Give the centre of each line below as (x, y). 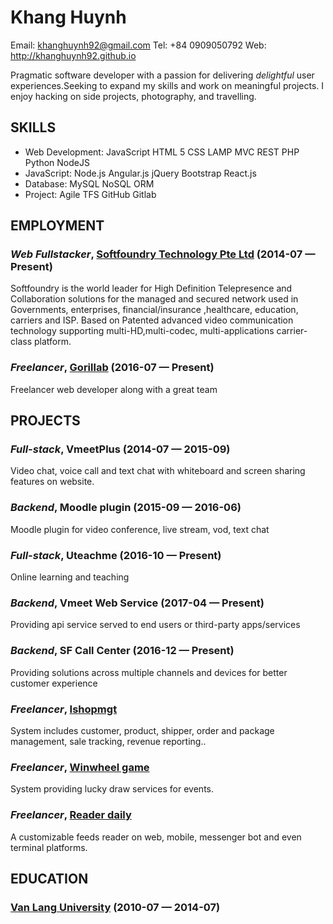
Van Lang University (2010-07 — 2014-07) (115, 907)
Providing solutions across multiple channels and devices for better (149, 672)
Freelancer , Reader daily (71, 815)
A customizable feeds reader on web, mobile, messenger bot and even (156, 837)
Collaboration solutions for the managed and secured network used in (154, 299)
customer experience (54, 683)
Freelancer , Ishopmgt (64, 709)
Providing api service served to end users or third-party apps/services (155, 625)
